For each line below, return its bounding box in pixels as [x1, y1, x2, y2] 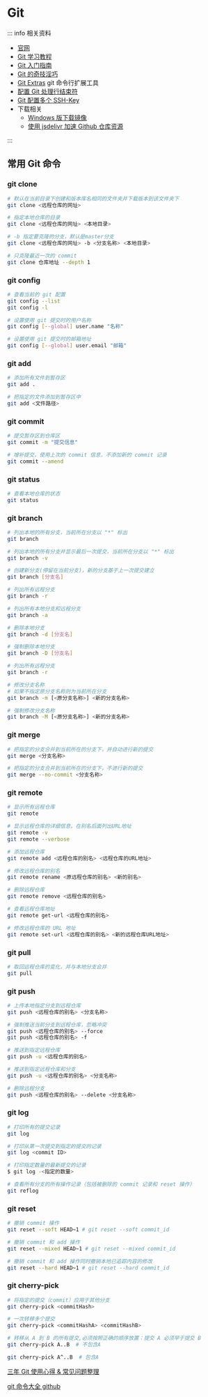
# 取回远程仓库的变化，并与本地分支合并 [7, 963, 107, 970]
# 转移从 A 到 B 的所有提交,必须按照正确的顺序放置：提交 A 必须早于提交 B [7, 1335, 202, 1342]
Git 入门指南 [17, 61, 52, 69]
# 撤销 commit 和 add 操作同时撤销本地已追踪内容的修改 [7, 1258, 153, 1265]
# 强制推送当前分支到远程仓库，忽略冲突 [7, 1021, 107, 1028]
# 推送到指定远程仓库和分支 [7, 1066, 77, 1073]
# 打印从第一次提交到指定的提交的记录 [7, 1143, 102, 1150]
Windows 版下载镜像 [27, 113, 87, 121]
